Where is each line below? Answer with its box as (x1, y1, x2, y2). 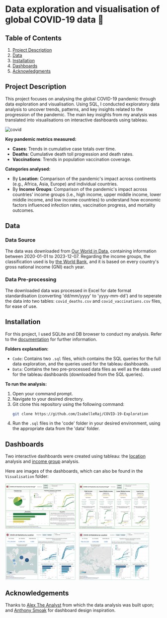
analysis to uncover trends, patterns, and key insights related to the (5, 106, 143, 112)
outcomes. (12, 207, 35, 213)
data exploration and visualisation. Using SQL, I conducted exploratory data (5, 101, 160, 107)
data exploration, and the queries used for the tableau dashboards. (12, 360, 150, 366)
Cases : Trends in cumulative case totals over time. (12, 146, 116, 152)
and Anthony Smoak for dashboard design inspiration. (5, 608, 116, 614)
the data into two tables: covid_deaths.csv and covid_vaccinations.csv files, (5, 298, 162, 304)
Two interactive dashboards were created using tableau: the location (5, 453, 146, 459)
